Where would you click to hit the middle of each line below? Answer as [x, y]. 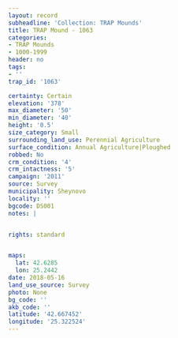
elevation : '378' [37, 103]
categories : [28, 38]
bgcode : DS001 [32, 206]
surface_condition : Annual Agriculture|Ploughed [89, 147]
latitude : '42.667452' [45, 314]
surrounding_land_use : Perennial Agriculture [84, 140]
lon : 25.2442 [37, 270]
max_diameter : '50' [40, 111]
